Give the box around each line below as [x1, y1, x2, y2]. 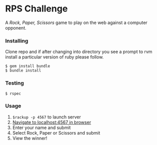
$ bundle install [5, 68, 41, 73]
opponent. [5, 24, 26, 30]
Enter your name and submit [12, 124, 71, 130]
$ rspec [5, 91, 21, 96]
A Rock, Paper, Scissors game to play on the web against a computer [5, 19, 147, 25]
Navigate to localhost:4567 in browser [12, 119, 91, 125]
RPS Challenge [5, 3, 68, 14]
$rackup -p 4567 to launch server [12, 113, 81, 120]
